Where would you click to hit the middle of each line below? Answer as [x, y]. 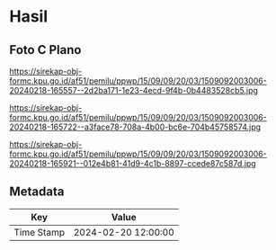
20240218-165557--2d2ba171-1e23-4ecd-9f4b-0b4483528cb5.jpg [134, 90]
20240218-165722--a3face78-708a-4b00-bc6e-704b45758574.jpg [135, 127]
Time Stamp [40, 232]
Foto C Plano [45, 50]
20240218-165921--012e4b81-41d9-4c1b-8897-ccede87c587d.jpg [133, 163]
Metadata [37, 192]
